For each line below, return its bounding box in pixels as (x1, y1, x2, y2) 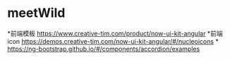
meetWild (7, 5, 66, 21)
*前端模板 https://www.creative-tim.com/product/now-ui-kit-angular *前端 (7, 29, 224, 37)
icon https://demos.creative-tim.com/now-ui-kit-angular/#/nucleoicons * (7, 37, 219, 45)
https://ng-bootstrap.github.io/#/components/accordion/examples (7, 44, 200, 53)
